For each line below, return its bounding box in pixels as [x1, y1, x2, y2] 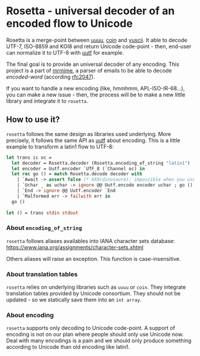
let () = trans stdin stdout [6, 210, 79, 216]
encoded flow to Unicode [6, 17, 133, 30]
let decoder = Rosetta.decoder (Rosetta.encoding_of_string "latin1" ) [11, 160, 190, 166]
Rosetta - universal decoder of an [6, 4, 175, 18]
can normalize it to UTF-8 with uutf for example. [6, 49, 124, 56]
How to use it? [6, 115, 60, 125]
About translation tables [6, 270, 78, 278]
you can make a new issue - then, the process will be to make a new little [6, 91, 186, 98]
